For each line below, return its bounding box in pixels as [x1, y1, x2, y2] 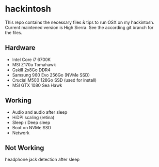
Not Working [5, 144, 45, 152]
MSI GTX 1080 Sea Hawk [12, 82, 63, 88]
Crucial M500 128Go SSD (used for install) [12, 77, 97, 83]
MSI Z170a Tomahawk [12, 61, 56, 67]
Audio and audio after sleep [12, 109, 68, 115]
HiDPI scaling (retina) [12, 114, 55, 120]
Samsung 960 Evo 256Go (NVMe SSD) [12, 72, 90, 78]
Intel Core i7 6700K [12, 57, 51, 62]
